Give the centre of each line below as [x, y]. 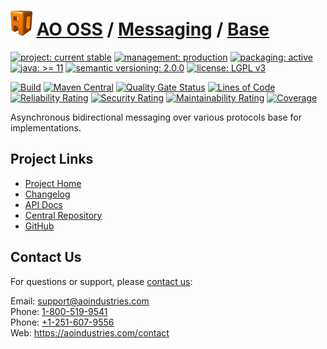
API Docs [43, 204]
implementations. [46, 127]
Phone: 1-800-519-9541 [59, 311]
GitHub [39, 226]
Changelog [47, 194]
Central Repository [63, 215]
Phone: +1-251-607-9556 [62, 322]
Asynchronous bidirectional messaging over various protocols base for [156, 117]
